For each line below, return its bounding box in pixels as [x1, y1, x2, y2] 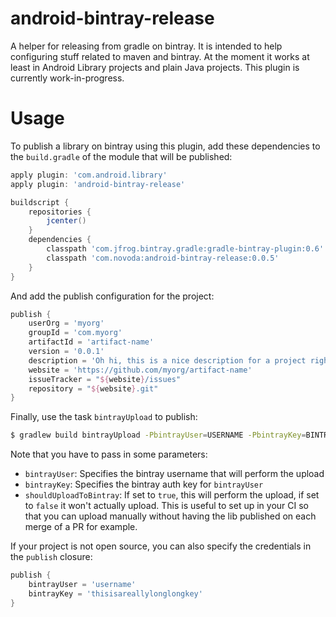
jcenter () [46, 216, 87, 226]
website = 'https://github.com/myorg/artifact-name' [28, 365, 253, 375]
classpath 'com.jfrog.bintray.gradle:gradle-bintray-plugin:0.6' [46, 244, 325, 254]
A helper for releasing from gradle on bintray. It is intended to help [10, 40, 283, 52]
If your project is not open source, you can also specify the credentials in [10, 540, 312, 552]
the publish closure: [10, 551, 93, 563]
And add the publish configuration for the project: [10, 290, 215, 302]
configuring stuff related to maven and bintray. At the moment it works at [10, 50, 310, 62]
